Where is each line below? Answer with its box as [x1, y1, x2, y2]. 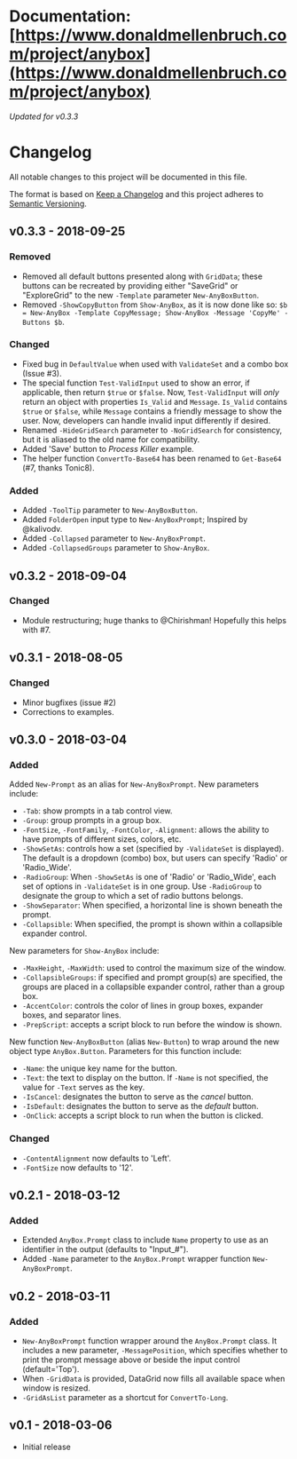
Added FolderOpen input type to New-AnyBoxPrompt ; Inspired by [21, 514, 248, 525]
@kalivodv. [21, 524, 63, 535]
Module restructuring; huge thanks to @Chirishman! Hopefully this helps [21, 615, 286, 625]
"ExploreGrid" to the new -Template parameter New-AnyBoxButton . [21, 289, 260, 300]
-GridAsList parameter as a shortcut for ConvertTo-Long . [21, 1392, 229, 1402]
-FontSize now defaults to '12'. [21, 1162, 134, 1173]
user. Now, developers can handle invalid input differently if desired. [21, 415, 271, 425]
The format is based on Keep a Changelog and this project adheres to [9, 188, 264, 199]
